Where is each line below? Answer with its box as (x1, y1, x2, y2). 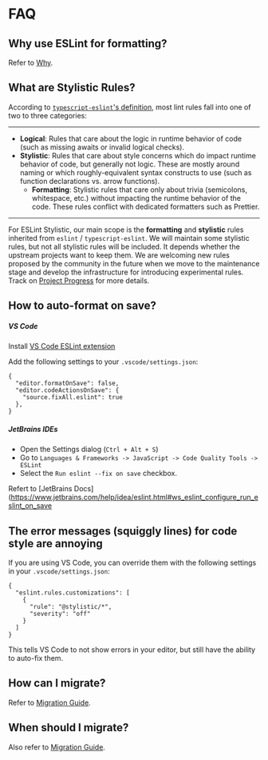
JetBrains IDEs (8, 424, 58, 434)
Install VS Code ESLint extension (8, 342, 116, 351)
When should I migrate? (8, 721, 129, 734)
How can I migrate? (8, 677, 106, 690)
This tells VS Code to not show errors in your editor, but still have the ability (8, 645, 256, 654)
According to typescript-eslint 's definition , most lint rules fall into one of (8, 102, 251, 112)
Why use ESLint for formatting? (8, 37, 167, 50)
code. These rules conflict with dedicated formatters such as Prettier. (31, 202, 260, 211)
